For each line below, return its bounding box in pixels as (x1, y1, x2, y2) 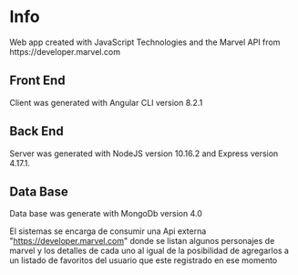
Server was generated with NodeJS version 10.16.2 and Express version (9, 148, 279, 159)
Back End (9, 123, 64, 139)
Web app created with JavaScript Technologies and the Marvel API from (9, 37, 281, 48)
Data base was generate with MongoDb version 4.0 (9, 208, 203, 219)
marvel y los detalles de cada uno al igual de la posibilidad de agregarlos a (9, 245, 290, 257)
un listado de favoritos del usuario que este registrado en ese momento (9, 255, 278, 266)
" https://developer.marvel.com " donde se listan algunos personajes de (9, 236, 275, 247)
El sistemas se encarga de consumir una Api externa (9, 226, 207, 237)
